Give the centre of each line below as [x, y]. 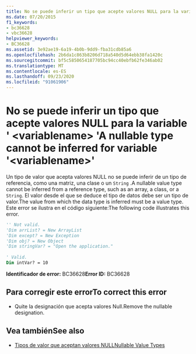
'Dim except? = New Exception [43, 235]
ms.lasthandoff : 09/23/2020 [40, 77]
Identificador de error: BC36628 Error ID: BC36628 [68, 274]
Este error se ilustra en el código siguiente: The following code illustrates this [98, 207]
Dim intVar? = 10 [27, 263]
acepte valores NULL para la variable [97, 124]
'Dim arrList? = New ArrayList [44, 230]
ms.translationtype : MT [35, 66]
